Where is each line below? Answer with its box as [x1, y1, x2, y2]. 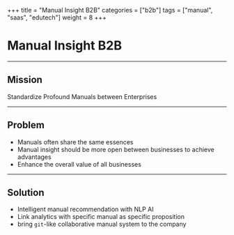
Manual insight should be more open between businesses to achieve [17, 145, 214, 153]
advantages [17, 153, 52, 161]
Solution [7, 186, 45, 198]
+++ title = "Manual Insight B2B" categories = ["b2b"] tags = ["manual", [7, 6, 213, 14]
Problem [7, 119, 45, 131]
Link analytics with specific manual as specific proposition [17, 213, 185, 221]
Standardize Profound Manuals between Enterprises [7, 92, 157, 100]
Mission [7, 74, 43, 86]
